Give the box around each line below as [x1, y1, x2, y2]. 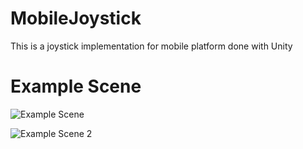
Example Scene [10, 75, 142, 98]
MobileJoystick [10, 7, 142, 30]
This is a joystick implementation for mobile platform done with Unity [10, 40, 293, 52]
